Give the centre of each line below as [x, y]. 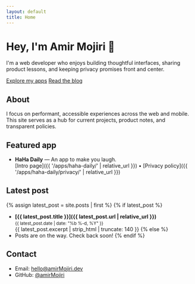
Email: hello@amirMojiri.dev [49, 269]
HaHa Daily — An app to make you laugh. [66, 160]
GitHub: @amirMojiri [40, 274]
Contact [21, 254]
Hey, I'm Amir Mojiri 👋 [61, 47]
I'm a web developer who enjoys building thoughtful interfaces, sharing [93, 63]
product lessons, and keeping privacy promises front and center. [85, 70]
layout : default [26, 12]
